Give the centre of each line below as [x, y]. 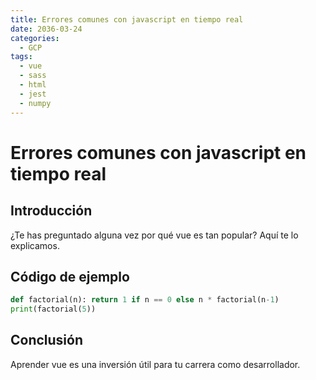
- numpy [35, 103]
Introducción [51, 211]
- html [33, 85]
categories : [35, 38]
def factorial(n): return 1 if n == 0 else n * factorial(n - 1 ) [145, 300]
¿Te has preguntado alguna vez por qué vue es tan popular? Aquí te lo [154, 235]
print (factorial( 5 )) [53, 309]
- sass [33, 76]
